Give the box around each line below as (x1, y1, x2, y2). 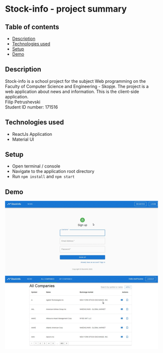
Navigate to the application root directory (12, 168, 95, 174)
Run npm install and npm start (12, 174, 75, 180)
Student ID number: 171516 (5, 104, 58, 110)
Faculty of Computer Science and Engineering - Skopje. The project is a (5, 83, 149, 89)
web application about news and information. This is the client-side (5, 89, 139, 94)
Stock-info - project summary (5, 3, 127, 15)
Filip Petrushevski (5, 99, 40, 105)
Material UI (12, 136, 34, 142)
